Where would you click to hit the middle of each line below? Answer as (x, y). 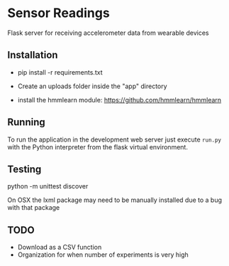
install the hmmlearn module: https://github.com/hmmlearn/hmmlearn (119, 100)
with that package (34, 208)
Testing (24, 169)
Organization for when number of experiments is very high (103, 255)
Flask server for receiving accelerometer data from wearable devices (108, 33)
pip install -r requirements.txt (60, 72)
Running (27, 122)
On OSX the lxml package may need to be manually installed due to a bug (114, 200)
